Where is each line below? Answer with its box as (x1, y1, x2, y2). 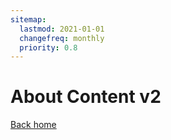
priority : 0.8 (19, 42, 78, 53)
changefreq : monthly (19, 33, 105, 43)
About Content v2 (10, 86, 162, 108)
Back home (10, 119, 57, 131)
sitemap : (10, 14, 47, 25)
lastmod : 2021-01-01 (19, 24, 105, 34)
